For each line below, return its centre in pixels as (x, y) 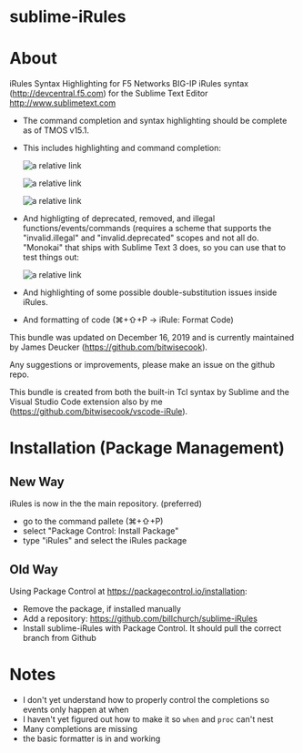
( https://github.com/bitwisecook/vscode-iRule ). (99, 412)
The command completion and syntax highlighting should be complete (155, 121)
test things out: (51, 258)
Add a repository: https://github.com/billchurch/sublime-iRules (140, 618)
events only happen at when (76, 709)
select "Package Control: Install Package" (101, 531)
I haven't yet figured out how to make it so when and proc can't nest (148, 719)
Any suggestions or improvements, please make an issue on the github (142, 365)
